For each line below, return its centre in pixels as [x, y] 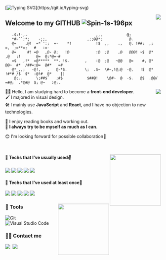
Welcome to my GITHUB [43, 23]
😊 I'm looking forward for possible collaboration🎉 [56, 136]
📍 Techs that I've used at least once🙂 [44, 182]
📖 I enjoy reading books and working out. [47, 121]
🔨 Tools [14, 207]
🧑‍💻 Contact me [23, 236]
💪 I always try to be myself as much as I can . [51, 127]
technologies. [19, 112]
